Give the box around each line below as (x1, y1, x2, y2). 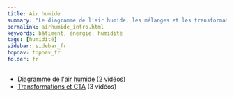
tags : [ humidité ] (7, 36, 58, 43)
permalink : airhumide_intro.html (7, 23, 104, 30)
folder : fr (7, 56, 39, 63)
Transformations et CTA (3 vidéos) (17, 82, 117, 91)
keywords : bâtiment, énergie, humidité (7, 29, 123, 37)
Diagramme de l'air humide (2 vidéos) (17, 75, 126, 83)
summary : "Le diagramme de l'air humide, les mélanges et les (7, 17, 192, 24)
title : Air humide (7, 10, 61, 17)
